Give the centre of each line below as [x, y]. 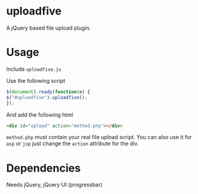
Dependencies [43, 168]
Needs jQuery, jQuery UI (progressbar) [54, 185]
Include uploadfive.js [34, 69]
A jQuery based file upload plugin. [49, 28]
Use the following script [36, 80]
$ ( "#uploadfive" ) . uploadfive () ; [47, 97]
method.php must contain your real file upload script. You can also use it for [99, 137]
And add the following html [40, 115]
